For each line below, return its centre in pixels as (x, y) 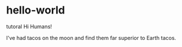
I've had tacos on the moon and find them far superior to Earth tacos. (91, 38)
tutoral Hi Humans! (29, 26)
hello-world (36, 10)
